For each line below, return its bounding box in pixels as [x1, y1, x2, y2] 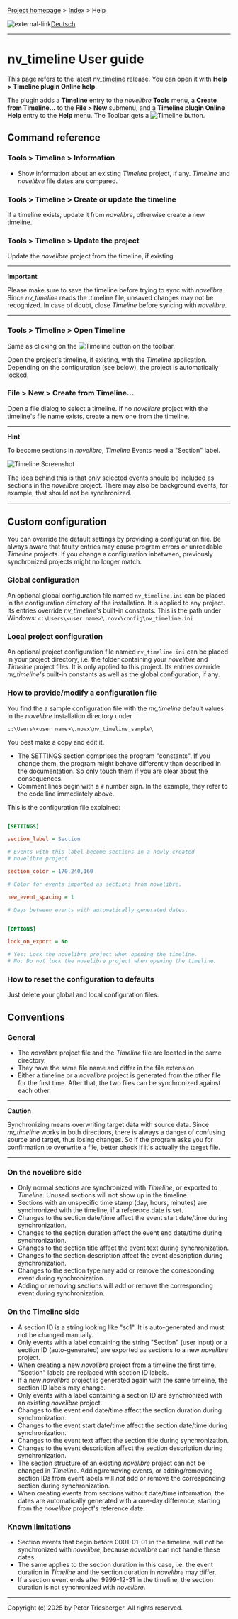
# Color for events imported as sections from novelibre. [7, 880, 182, 888]
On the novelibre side [7, 1167, 83, 1177]
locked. [7, 371, 29, 379]
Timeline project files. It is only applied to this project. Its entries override [7, 663, 220, 671]
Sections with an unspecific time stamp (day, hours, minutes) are [17, 1199, 208, 1207]
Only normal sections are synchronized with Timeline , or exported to [17, 1183, 218, 1192]
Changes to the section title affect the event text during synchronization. [17, 1244, 229, 1252]
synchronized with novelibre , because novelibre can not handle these [17, 1545, 221, 1554]
